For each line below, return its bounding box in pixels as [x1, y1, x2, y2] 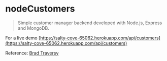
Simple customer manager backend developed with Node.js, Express [17, 20, 162, 26]
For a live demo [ [5, 35, 41, 41]
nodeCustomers [5, 3, 75, 15]
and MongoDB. [17, 25, 50, 31]
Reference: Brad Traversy [5, 50, 59, 56]
